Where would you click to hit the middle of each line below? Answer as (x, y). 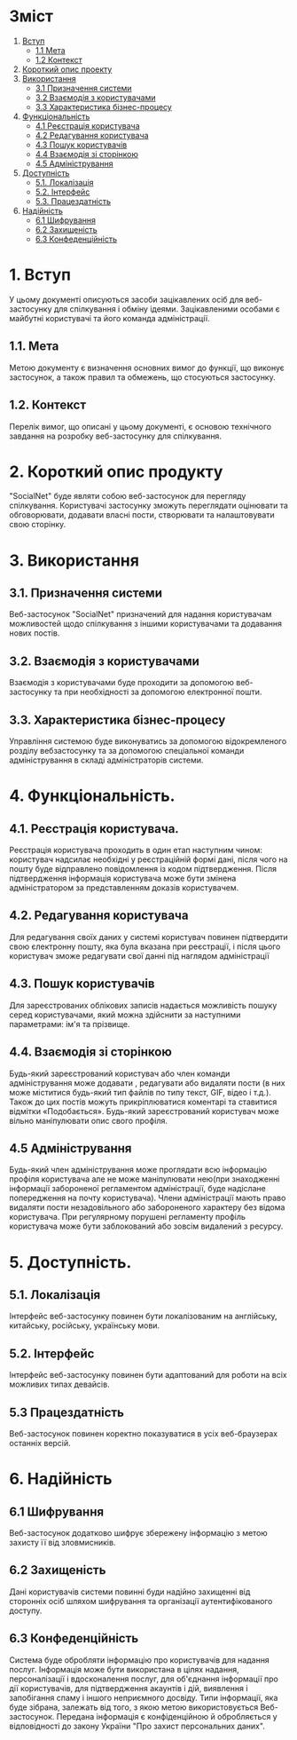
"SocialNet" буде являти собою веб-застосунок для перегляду (128, 496)
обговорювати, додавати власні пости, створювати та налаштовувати (142, 515)
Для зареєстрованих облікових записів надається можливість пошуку (143, 1005)
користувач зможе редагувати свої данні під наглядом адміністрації (139, 955)
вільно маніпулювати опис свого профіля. (89, 1120)
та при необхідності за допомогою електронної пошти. (158, 692)
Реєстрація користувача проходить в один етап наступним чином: (136, 850)
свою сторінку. (38, 525)
